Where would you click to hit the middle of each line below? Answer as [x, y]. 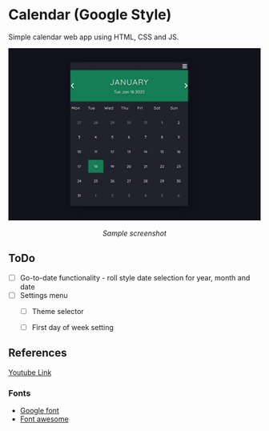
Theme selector [58, 311]
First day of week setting [73, 327]
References [38, 353]
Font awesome [44, 419]
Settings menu [44, 295]
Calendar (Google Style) [90, 15]
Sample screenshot [134, 233]
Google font [40, 411]
